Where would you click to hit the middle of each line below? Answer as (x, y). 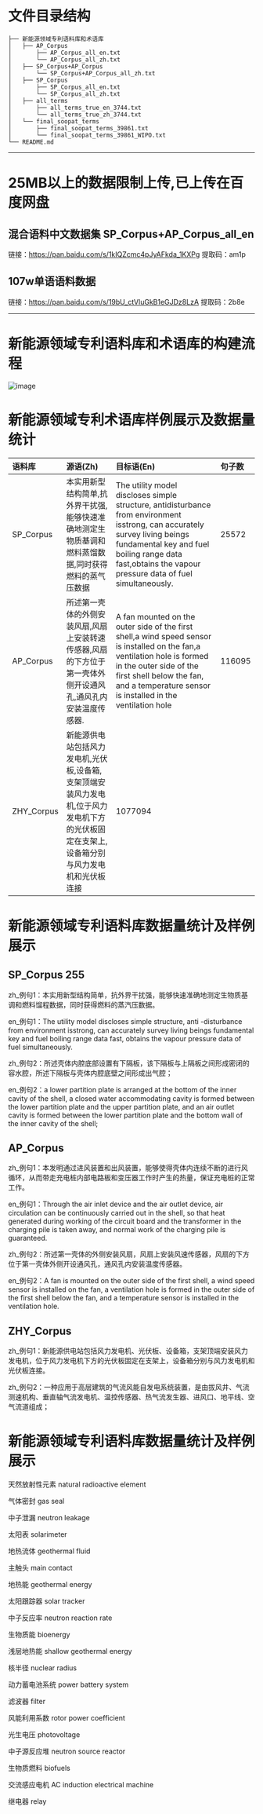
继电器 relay (27, 1801)
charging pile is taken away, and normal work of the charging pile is (117, 1230)
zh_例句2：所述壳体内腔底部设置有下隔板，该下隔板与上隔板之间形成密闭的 (129, 1063)
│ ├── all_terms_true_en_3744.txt (75, 108)
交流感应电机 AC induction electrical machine (81, 1785)
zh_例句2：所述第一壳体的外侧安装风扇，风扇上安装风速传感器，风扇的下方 (129, 1254)
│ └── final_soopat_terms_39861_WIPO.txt (87, 135)
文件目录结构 (50, 16)
